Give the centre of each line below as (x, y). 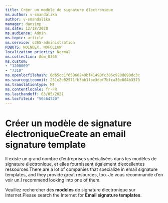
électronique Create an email (66, 134)
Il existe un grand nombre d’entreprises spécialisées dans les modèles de (81, 159)
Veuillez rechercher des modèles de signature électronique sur (70, 190)
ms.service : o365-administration (40, 43)
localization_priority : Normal (38, 52)
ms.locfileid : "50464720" (32, 98)
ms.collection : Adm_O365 (31, 57)
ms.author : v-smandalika (31, 15)
